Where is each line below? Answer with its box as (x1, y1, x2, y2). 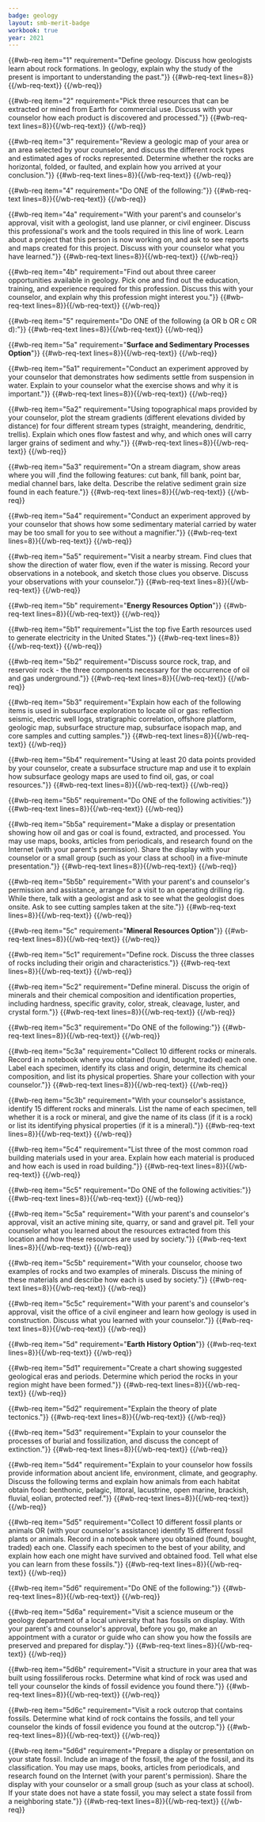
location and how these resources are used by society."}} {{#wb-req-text (8, 1234, 247, 1244)
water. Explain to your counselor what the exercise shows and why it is (8, 381, 239, 390)
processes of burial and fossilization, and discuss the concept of (8, 1437, 219, 1446)
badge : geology (8, 11, 59, 20)
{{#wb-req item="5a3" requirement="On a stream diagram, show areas (8, 462, 241, 472)
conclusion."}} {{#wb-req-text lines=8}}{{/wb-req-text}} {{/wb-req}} (8, 171, 232, 180)
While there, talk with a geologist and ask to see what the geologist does (8, 894, 245, 903)
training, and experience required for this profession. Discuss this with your (8, 284, 254, 293)
